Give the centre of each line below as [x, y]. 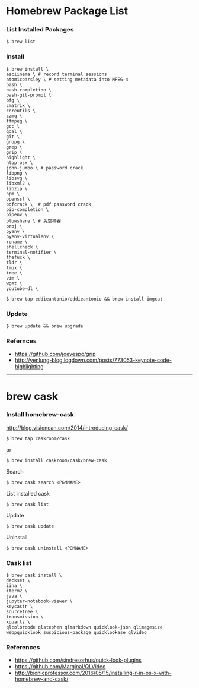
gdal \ [14, 131]
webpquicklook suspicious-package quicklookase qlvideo [76, 633]
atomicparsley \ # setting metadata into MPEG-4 [67, 79]
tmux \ [14, 268]
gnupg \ [16, 142]
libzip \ [17, 188]
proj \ [14, 226]
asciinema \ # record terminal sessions [57, 74]
